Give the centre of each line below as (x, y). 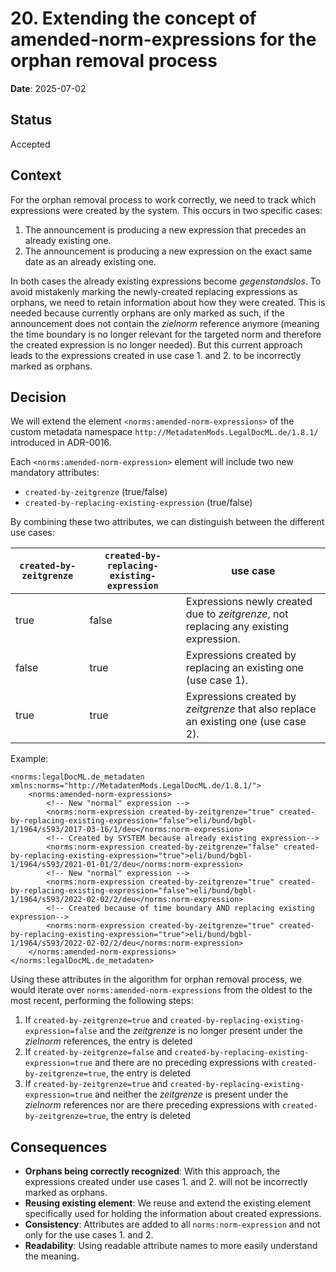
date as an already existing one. (90, 261)
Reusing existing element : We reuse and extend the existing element (168, 1203)
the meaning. (52, 1256)
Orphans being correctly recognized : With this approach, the (152, 1171)
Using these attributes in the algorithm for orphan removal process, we (156, 979)
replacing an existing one (244, 668)
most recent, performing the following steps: (102, 1001)
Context (36, 175)
